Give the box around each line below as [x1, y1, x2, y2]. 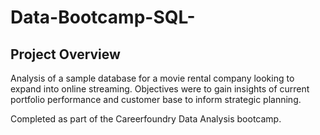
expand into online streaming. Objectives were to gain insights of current [10, 83, 310, 95]
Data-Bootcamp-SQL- [10, 6, 196, 29]
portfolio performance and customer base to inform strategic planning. [10, 94, 302, 105]
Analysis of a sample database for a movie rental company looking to [10, 72, 295, 84]
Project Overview [10, 46, 121, 63]
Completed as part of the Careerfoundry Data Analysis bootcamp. [10, 113, 282, 125]
